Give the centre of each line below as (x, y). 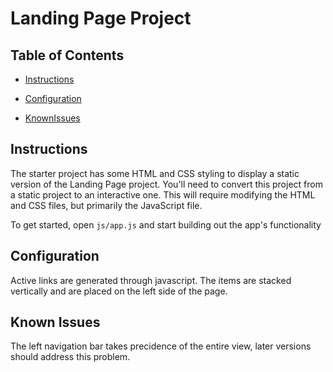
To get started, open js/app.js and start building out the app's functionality (166, 224)
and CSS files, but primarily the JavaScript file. (106, 205)
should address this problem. (70, 357)
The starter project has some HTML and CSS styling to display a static (155, 173)
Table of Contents (67, 55)
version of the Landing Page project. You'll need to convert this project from (166, 184)
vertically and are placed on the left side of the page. (119, 291)
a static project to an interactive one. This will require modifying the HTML (163, 194)
